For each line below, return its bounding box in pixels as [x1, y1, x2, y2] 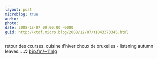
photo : [5, 20, 19, 26]
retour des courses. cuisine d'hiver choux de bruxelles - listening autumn [5, 43, 154, 49]
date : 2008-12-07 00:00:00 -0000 [5, 25, 74, 30]
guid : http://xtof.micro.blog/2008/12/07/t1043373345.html [5, 30, 129, 35]
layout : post [5, 7, 32, 12]
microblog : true [5, 12, 38, 17]
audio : [5, 16, 19, 21]
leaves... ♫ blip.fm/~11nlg [5, 48, 57, 54]
